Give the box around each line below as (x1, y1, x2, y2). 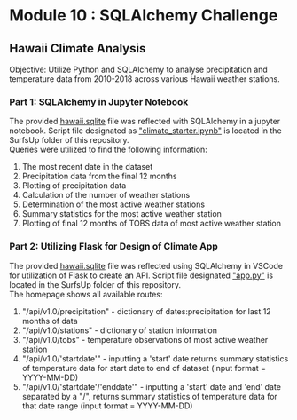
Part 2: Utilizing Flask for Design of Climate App (9, 241, 219, 253)
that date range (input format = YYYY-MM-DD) (21, 400, 193, 411)
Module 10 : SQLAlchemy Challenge (9, 5, 278, 26)
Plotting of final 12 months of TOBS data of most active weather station (21, 218, 282, 229)
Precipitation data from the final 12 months (21, 170, 177, 182)
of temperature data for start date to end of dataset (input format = (21, 362, 267, 373)
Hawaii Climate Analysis (9, 41, 146, 56)
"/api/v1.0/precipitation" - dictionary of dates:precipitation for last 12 (21, 305, 272, 316)
